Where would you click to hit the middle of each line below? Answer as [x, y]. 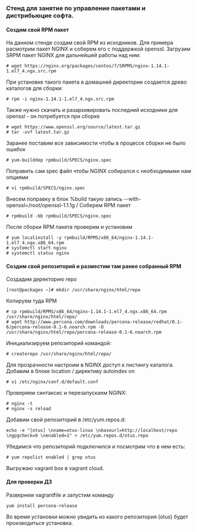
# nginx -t [19, 404]
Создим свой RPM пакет [38, 29]
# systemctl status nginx [38, 253]
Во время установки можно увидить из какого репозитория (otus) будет [97, 517]
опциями [17, 177]
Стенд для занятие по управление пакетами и [76, 8]
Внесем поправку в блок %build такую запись [64, 199]
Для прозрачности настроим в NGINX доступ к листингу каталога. [90, 365]
